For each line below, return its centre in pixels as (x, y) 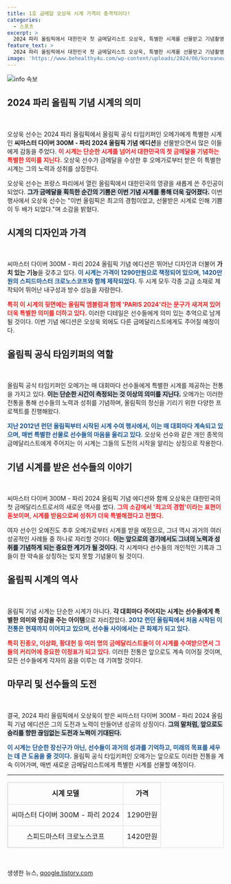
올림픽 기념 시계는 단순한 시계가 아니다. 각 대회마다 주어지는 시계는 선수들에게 (110, 611)
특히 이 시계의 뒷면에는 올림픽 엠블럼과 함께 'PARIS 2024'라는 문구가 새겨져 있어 (114, 305)
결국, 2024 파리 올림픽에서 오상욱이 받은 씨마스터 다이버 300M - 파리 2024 (109, 715)
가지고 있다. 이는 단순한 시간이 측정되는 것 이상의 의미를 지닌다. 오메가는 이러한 (119, 394)
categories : (24, 20)
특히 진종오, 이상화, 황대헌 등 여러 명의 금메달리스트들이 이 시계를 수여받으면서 (110, 643)
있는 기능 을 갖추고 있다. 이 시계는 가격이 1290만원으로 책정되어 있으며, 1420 (115, 272)
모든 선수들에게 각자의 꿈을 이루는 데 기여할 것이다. (75, 660)
